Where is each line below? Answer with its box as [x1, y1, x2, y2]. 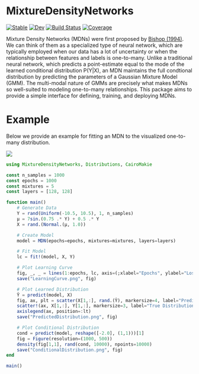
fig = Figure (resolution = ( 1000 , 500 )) [17, 335, 113, 342]
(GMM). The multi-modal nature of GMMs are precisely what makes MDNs [6, 79, 188, 87]
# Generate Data [17, 205, 57, 211]
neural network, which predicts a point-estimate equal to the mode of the [6, 61, 185, 68]
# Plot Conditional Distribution [17, 325, 99, 331]
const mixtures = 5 [6, 183, 54, 189]
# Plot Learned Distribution [17, 286, 89, 292]
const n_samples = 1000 [6, 172, 65, 178]
